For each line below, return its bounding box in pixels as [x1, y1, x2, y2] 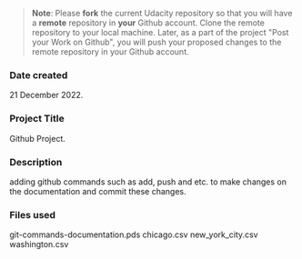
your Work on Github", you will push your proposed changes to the [31, 36, 282, 47]
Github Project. [9, 133, 66, 144]
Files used [9, 208, 56, 221]
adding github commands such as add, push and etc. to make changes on [9, 176, 287, 187]
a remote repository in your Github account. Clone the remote [31, 17, 266, 28]
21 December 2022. [9, 90, 84, 101]
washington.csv [9, 239, 69, 250]
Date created [9, 68, 68, 81]
